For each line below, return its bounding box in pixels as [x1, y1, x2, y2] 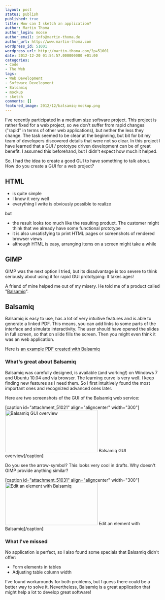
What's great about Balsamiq [5, 358, 76, 365]
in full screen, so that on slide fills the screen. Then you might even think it [5, 331, 156, 337]
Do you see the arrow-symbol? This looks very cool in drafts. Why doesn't [5, 462, 156, 468]
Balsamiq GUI [98, 447, 127, 453]
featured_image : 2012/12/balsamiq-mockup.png [5, 103, 100, 108]
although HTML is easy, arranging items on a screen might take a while [12, 241, 157, 247]
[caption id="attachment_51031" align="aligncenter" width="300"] [5, 477, 139, 483]
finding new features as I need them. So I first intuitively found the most [5, 380, 150, 386]
